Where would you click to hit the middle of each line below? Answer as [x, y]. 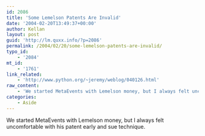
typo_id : [17, 52]
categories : [21, 97]
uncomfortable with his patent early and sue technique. [76, 126]
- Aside [27, 102]
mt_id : [15, 63]
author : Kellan [26, 29]
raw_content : [23, 86]
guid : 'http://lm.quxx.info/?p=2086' [54, 40]
